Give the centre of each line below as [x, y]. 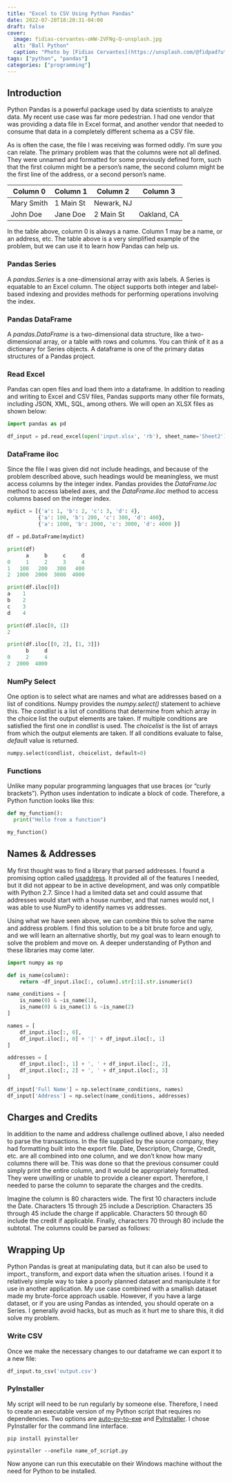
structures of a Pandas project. [51, 356]
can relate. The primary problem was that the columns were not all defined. [114, 152]
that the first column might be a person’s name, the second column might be [116, 167]
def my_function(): [35, 813]
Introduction [35, 93]
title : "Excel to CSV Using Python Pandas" [71, 13]
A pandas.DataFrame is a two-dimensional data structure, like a [98, 334]
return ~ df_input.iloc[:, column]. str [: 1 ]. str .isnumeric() [106, 982]
